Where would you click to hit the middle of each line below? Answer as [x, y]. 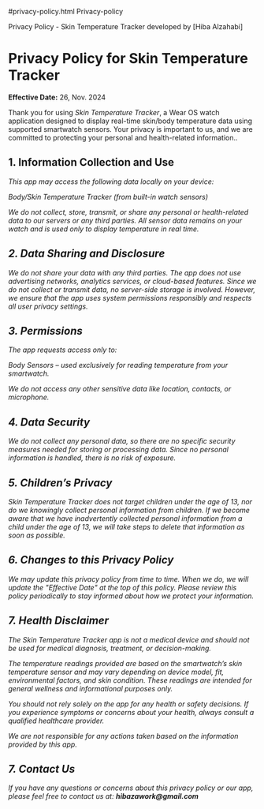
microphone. [29, 397]
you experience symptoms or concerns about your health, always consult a [131, 712]
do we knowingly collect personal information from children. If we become [129, 510]
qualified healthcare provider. [56, 721]
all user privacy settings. [48, 306]
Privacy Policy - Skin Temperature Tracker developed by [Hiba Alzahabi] [126, 26]
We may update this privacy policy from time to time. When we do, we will [128, 579]
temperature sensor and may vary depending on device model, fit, [116, 672]
